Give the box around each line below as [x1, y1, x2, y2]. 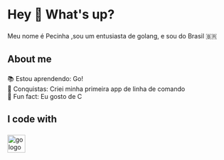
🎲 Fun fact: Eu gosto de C [7, 92, 82, 101]
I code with [7, 113, 58, 125]
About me [7, 53, 52, 65]
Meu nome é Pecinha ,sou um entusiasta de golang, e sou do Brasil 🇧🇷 [7, 32, 218, 41]
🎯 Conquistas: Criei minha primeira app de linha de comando [7, 85, 186, 93]
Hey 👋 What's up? [7, 6, 115, 23]
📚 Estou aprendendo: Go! [7, 75, 84, 83]
